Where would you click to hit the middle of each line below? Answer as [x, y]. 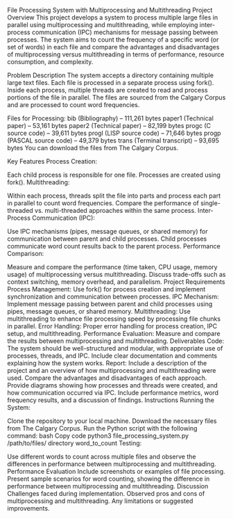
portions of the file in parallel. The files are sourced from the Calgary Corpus [116, 97]
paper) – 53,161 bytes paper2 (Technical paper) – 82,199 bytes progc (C [109, 126]
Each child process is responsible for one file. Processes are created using [114, 175]
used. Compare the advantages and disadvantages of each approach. [107, 378]
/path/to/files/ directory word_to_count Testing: [75, 443]
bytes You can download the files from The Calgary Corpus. [93, 148]
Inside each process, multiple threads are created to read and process [107, 90]
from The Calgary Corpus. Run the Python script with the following [102, 428]
